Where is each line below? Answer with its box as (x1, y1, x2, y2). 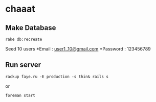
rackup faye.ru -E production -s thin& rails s (5, 74, 109, 79)
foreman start (5, 93, 36, 98)
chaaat (5, 3, 35, 15)
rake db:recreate (5, 37, 42, 42)
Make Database (5, 23, 56, 32)
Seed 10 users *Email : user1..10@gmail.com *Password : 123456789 (5, 46, 151, 52)
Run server (5, 61, 41, 69)
